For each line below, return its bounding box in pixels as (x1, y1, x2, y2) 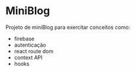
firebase (14, 35, 35, 42)
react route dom (14, 47, 54, 54)
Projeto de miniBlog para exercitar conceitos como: (5, 24, 131, 31)
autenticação (14, 41, 47, 48)
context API (14, 54, 43, 61)
